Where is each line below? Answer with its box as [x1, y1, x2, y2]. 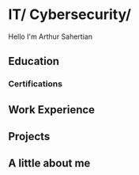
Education [8, 55, 60, 68]
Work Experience [8, 103, 96, 116]
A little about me [8, 157, 91, 170]
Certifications [8, 78, 63, 89]
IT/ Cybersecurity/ [8, 6, 132, 24]
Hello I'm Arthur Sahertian [8, 32, 93, 41]
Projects [8, 130, 51, 143]
